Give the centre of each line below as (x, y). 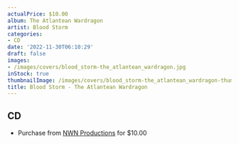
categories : (25, 34)
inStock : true (28, 73)
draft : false (27, 54)
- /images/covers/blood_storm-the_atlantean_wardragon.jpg (97, 67)
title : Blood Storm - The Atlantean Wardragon (78, 87)
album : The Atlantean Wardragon (55, 21)
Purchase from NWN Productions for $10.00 (82, 133)
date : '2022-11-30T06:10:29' (51, 47)
